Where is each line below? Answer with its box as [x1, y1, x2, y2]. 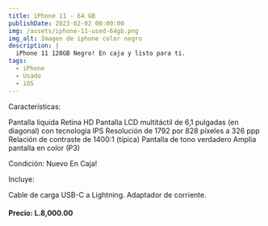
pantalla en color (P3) [8, 143, 81, 153]
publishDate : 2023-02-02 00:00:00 [8, 19, 125, 27]
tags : [8, 57, 27, 65]
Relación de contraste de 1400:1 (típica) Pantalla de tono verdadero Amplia [8, 134, 257, 144]
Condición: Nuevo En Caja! [8, 158, 98, 168]
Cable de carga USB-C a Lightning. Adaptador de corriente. [8, 190, 207, 199]
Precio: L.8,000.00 [8, 208, 73, 218]
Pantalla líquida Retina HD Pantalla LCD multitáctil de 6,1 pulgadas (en [8, 117, 240, 127]
